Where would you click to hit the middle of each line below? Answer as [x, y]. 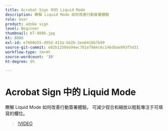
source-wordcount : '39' [30, 57]
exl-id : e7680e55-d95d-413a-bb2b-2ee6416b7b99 [55, 43]
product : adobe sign [27, 24]
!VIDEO [25, 123]
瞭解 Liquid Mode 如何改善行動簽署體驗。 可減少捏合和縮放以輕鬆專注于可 [82, 107]
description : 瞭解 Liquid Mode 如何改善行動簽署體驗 [57, 15]
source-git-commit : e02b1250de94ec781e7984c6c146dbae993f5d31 [72, 47]
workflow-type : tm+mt [28, 52]
